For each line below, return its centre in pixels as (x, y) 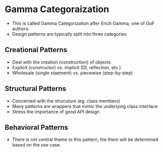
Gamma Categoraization (57, 9)
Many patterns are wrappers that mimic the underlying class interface (85, 106)
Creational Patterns (36, 50)
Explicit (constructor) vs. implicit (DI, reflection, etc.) (66, 67)
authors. (21, 28)
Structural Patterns (35, 89)
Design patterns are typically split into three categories (69, 34)
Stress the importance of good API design (56, 112)
